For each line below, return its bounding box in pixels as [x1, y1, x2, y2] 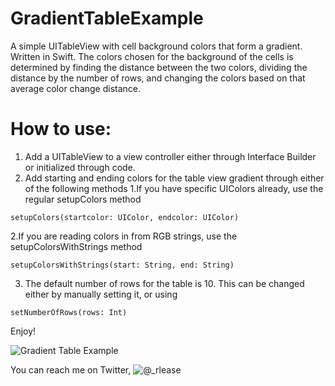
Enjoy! [10, 325, 37, 337]
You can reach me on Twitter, [10, 363, 132, 376]
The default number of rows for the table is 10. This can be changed [24, 277, 305, 289]
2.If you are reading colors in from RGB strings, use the [10, 230, 238, 242]
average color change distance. [10, 82, 142, 94]
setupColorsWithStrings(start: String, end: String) [10, 260, 235, 270]
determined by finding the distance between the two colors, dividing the [10, 61, 308, 73]
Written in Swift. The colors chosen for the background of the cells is [10, 50, 294, 62]
